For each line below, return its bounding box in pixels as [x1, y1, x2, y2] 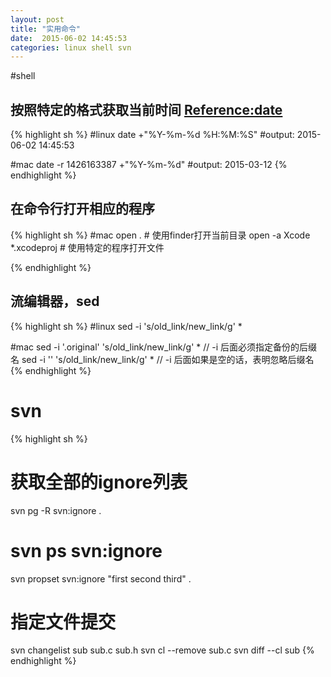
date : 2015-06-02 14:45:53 [10, 33, 128, 43]
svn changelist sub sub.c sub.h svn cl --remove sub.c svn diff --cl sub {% [10, 644, 315, 656]
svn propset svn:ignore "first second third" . [10, 572, 192, 585]
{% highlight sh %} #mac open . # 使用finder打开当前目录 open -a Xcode [10, 229, 311, 241]
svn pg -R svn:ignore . [10, 504, 102, 516]
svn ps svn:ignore [10, 539, 163, 562]
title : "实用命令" [10, 24, 82, 34]
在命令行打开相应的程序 [10, 201, 155, 218]
